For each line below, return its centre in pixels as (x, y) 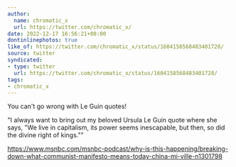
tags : (15, 80)
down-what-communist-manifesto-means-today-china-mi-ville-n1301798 (115, 156)
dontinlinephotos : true (43, 40)
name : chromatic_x (41, 21)
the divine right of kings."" (45, 135)
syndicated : (25, 60)
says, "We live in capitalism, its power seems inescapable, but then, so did (116, 127)
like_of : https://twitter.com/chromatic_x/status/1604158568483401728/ (116, 47)
